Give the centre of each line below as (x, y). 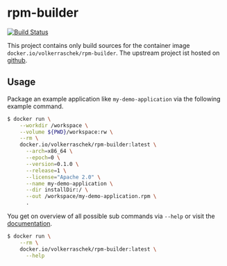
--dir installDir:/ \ (57, 190)
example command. (35, 106)
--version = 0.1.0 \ (52, 164)
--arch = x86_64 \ (49, 151)
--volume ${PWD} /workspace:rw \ (66, 132)
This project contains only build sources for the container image (99, 45)
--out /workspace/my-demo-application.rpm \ (91, 197)
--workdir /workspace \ (54, 125)
